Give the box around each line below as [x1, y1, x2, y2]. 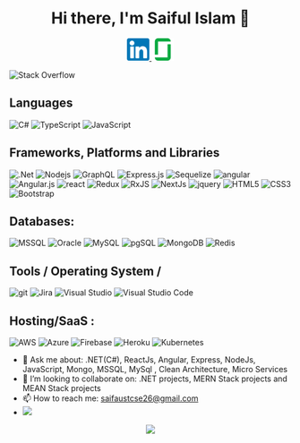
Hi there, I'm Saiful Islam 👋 [50, 8, 251, 29]
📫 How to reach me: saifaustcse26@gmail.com [21, 393, 199, 404]
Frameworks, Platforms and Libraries [9, 145, 220, 160]
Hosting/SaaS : [9, 313, 96, 328]
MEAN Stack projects [21, 383, 101, 393]
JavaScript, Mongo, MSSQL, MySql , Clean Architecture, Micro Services [21, 364, 288, 374]
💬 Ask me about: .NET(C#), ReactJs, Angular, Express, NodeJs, [21, 354, 256, 365]
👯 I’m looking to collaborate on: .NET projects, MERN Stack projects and [21, 373, 288, 384]
